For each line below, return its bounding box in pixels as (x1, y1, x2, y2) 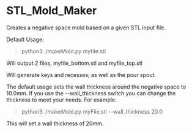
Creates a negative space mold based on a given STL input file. (6, 24, 166, 31)
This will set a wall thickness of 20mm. (6, 120, 104, 127)
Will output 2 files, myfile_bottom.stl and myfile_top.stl (6, 59, 142, 67)
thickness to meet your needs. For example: (6, 96, 117, 103)
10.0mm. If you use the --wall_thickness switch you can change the (6, 89, 176, 97)
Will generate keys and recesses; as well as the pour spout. (6, 71, 156, 78)
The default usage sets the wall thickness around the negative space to (6, 83, 186, 90)
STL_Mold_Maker (6, 4, 97, 18)
